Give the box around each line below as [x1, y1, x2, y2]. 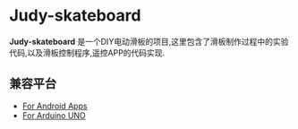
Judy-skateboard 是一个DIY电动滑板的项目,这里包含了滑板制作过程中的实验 [9, 36, 289, 47]
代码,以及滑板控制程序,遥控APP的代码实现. [9, 47, 166, 58]
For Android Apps [21, 100, 88, 111]
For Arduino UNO [21, 109, 87, 121]
